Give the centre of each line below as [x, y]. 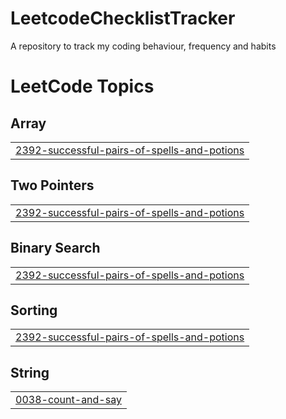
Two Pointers [52, 185]
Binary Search [55, 248]
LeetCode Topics [82, 86]
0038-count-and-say [68, 400]
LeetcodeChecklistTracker [123, 18]
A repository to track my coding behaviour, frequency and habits [143, 46]
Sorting [34, 310]
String [30, 372]
